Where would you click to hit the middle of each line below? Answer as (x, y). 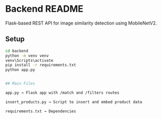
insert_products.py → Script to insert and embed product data (74, 102)
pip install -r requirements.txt (41, 65)
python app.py (20, 70)
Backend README (44, 9)
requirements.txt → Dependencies (41, 111)
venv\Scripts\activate (29, 60)
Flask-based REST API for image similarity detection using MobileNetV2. (81, 23)
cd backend (17, 51)
